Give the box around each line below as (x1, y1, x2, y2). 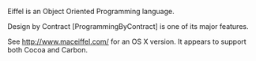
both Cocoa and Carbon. (7, 45, 88, 54)
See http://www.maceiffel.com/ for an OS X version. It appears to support (7, 37, 247, 46)
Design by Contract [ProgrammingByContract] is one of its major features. (7, 22, 249, 30)
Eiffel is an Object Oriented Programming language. (7, 7, 175, 16)
